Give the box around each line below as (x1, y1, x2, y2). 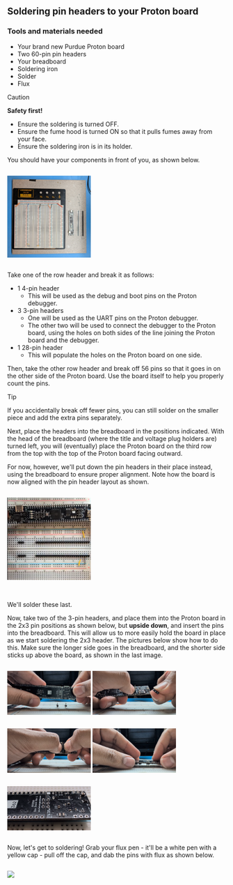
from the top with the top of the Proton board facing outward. (7, 449, 183, 457)
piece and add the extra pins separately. (7, 413, 123, 422)
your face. (17, 134, 47, 143)
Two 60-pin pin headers (17, 49, 87, 58)
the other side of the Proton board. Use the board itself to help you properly (7, 371, 224, 380)
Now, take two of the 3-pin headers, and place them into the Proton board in (7, 613, 226, 622)
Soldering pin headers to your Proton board (7, 6, 199, 17)
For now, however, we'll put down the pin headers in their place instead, (7, 463, 213, 471)
